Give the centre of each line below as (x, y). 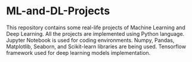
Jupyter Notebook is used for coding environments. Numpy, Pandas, (90, 40)
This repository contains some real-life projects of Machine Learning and (96, 27)
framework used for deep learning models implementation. (78, 52)
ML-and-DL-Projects (58, 11)
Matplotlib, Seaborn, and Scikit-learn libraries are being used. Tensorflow (96, 46)
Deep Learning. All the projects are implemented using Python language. (95, 33)
